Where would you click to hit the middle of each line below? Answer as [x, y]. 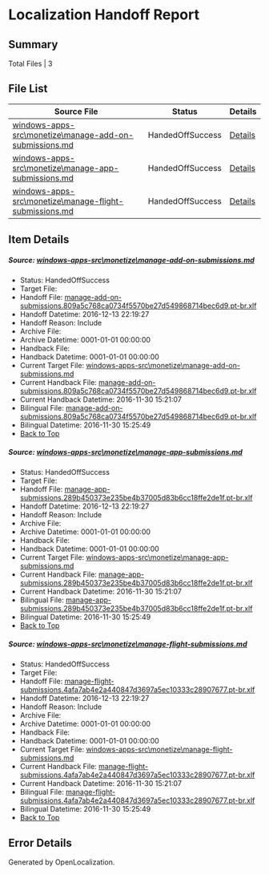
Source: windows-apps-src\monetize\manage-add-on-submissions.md [131, 260]
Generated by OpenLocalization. [62, 862]
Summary [33, 45]
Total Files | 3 [30, 63]
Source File [76, 111]
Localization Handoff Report [104, 15]
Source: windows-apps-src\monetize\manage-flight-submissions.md [128, 644]
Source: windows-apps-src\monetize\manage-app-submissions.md [125, 452]
